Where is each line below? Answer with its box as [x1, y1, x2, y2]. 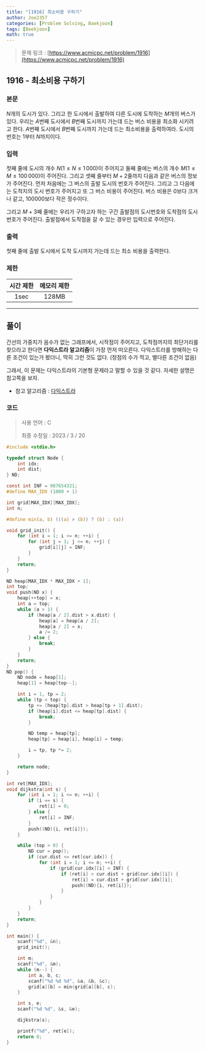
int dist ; [17, 466, 43, 473]
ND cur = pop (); [28, 848, 70, 855]
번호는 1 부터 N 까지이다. [6, 132, 62, 140]
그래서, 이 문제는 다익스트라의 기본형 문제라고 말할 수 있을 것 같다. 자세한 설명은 [6, 367, 195, 374]
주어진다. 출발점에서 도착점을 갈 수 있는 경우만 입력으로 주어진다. [22, 216, 176, 223]
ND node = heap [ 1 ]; [17, 675, 67, 681]
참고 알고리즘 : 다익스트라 [15, 387, 76, 394]
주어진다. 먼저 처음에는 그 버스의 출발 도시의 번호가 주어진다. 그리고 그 [12, 180, 179, 187]
